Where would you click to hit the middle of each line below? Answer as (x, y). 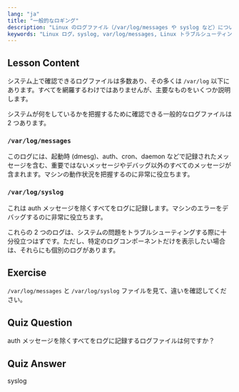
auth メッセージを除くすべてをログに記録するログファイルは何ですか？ (111, 341)
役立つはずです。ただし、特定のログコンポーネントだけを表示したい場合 (119, 241)
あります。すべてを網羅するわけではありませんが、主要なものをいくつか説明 (119, 90)
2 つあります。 (29, 123)
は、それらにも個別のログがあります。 (63, 250)
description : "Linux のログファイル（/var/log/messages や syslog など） (113, 27)
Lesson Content (44, 62)
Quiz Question (40, 322)
